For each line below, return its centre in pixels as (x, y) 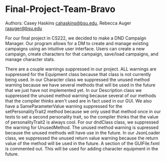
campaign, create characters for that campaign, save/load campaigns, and (82, 54)
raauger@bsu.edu (24, 28)
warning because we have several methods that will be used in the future (80, 85)
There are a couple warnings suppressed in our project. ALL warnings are (81, 69)
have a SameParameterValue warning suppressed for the (64, 106)
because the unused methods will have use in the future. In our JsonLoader (83, 132)
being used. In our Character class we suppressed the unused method (78, 79)
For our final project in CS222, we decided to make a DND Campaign (76, 38)
